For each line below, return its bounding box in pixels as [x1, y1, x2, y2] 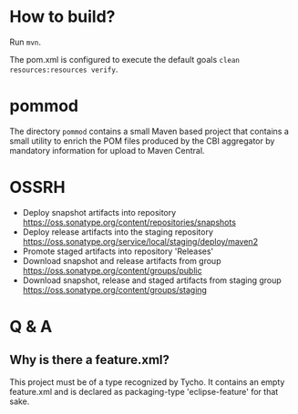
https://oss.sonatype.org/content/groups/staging [22, 284, 208, 295]
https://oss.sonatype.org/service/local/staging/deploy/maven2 [22, 236, 258, 247]
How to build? [9, 6, 116, 27]
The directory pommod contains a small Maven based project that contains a [9, 126, 290, 136]
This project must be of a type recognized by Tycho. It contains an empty [9, 376, 285, 388]
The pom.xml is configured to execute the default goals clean [9, 54, 240, 65]
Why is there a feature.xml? [9, 352, 170, 368]
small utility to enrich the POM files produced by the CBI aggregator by [9, 135, 275, 146]
